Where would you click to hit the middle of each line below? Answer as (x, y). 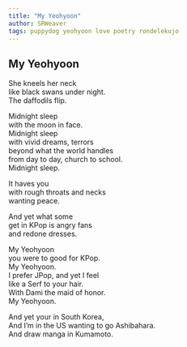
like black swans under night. (57, 92)
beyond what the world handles (61, 151)
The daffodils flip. (38, 101)
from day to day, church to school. (66, 160)
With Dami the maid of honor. (57, 293)
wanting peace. (34, 201)
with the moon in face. (46, 125)
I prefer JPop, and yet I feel (54, 276)
